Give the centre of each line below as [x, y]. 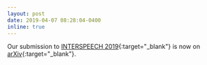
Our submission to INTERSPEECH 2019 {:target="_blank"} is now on [104, 47]
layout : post [26, 14]
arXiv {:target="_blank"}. [42, 54]
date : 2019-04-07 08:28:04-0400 [54, 20]
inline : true [26, 27]
